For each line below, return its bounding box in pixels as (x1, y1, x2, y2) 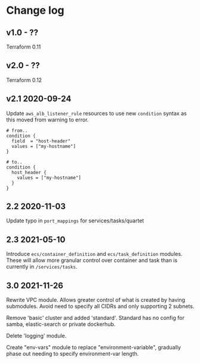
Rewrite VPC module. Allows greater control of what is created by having (6, 297, 186, 304)
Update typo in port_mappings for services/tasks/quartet (6, 217, 144, 224)
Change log (6, 4, 64, 17)
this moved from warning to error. (6, 116, 89, 123)
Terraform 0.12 (6, 76, 42, 84)
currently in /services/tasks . (6, 263, 78, 270)
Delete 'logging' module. (6, 333, 67, 340)
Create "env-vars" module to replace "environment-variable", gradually (6, 344, 181, 351)
